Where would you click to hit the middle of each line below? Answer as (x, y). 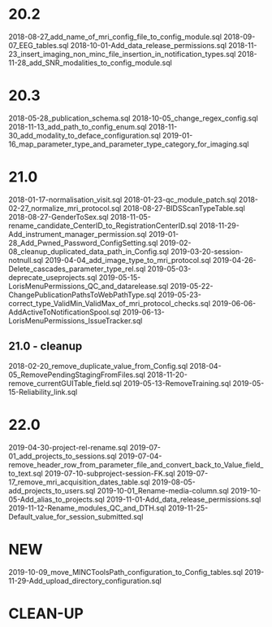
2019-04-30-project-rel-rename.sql (68, 447)
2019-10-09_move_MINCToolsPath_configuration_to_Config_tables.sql (126, 572)
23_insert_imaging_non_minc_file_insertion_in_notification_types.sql (122, 54)
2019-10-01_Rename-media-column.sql (163, 490)
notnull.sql (26, 260)
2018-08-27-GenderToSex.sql (58, 217)
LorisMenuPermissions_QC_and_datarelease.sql (89, 286)
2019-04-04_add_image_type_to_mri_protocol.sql (127, 260)
